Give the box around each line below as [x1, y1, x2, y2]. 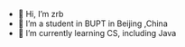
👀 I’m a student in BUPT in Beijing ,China [17, 18, 169, 29]
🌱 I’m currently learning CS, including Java [17, 28, 177, 38]
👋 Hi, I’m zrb [17, 9, 64, 19]
